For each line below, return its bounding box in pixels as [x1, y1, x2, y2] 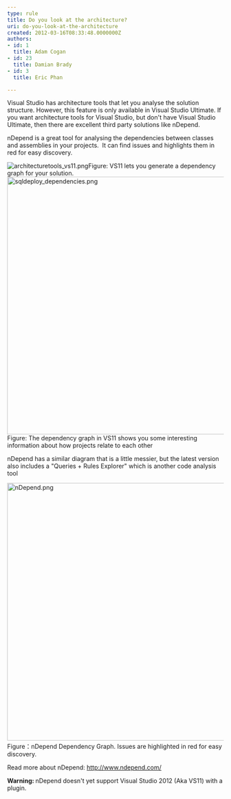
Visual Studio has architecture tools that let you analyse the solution [7, 99, 199, 107]
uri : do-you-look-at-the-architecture [7, 23, 118, 30]
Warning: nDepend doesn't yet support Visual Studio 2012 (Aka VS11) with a [7, 777, 223, 785]
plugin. [7, 784, 27, 792]
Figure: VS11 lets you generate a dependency [88, 162, 216, 170]
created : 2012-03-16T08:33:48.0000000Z [7, 29, 122, 36]
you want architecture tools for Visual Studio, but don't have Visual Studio [7, 113, 216, 122]
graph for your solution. [7, 169, 74, 177]
